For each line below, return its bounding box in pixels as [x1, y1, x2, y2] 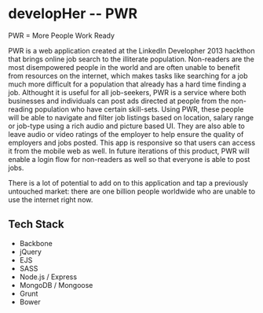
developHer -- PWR [8, 5, 138, 23]
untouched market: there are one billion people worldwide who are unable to [8, 186, 256, 196]
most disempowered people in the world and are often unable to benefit [8, 62, 240, 72]
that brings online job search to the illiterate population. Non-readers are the [8, 54, 255, 64]
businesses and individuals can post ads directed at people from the [8, 96, 229, 105]
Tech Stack [8, 218, 64, 231]
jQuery [19, 247, 42, 256]
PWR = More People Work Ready [8, 31, 115, 40]
